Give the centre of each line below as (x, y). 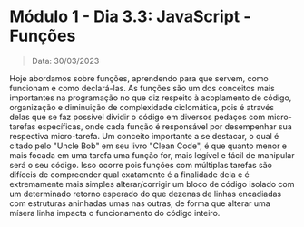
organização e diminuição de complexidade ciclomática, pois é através (142, 107)
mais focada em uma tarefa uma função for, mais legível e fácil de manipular (152, 155)
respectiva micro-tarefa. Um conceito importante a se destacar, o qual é (144, 136)
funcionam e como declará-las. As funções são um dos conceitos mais (142, 88)
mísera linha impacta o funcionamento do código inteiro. (115, 213)
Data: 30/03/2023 (65, 61)
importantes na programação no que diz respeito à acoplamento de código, (151, 98)
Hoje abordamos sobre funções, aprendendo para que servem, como (139, 78)
